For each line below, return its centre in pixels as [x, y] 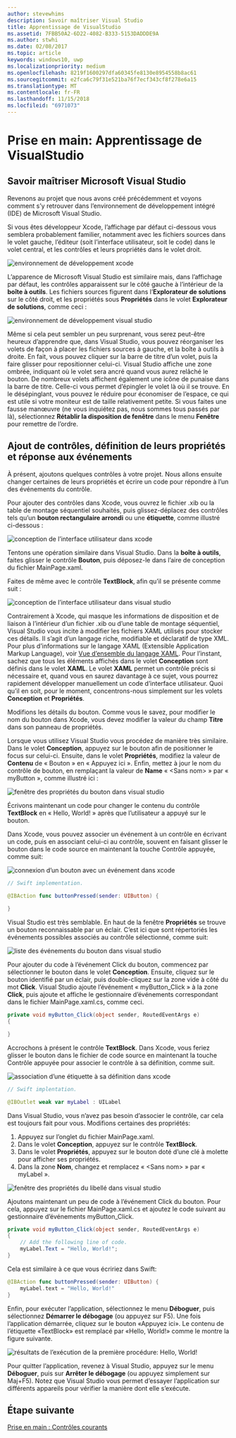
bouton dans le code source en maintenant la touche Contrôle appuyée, [112, 849]
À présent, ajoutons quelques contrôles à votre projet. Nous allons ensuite [115, 474]
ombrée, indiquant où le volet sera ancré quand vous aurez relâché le [108, 371]
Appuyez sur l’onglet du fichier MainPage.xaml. [86, 1136]
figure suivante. [30, 1338]
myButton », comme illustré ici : [53, 778]
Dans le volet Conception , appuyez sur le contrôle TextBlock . [107, 1144]
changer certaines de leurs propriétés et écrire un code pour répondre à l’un [118, 481]
